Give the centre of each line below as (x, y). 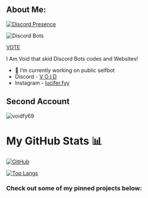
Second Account (38, 101)
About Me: (26, 10)
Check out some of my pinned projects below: (74, 188)
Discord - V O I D (36, 76)
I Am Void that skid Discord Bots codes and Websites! (72, 58)
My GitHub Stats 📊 (54, 141)
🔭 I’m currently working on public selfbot (65, 70)
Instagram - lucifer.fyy (42, 83)
